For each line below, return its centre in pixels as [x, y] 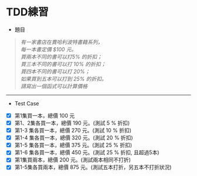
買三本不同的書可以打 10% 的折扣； [63, 64]
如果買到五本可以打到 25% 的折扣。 [64, 79]
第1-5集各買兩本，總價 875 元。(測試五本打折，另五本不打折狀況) [93, 167]
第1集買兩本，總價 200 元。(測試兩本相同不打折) [72, 160]
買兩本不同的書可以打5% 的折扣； [61, 57]
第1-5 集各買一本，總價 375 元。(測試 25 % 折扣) [73, 145]
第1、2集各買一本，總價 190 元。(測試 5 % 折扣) [72, 123]
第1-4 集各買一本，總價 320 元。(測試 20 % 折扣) [74, 138]
